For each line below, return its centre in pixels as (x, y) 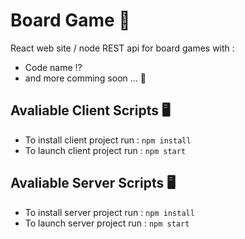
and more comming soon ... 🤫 (85, 78)
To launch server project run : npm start (107, 223)
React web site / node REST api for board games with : (122, 48)
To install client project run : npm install (108, 140)
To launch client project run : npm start (105, 150)
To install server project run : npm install (109, 212)
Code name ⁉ (53, 67)
